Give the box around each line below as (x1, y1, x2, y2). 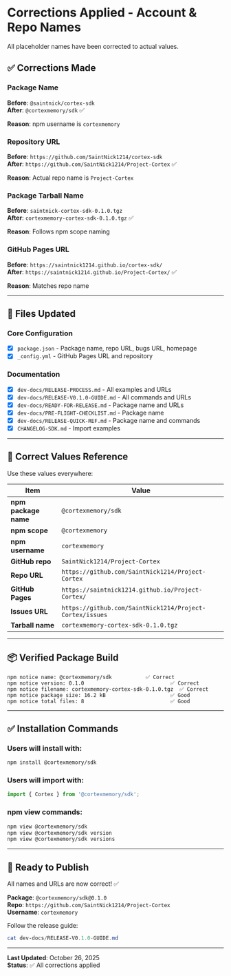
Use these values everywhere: (7, 469, 93, 477)
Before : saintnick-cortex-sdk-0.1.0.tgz (7, 207, 122, 215)
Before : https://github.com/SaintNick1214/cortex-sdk (7, 152, 163, 160)
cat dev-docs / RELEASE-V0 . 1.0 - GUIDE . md (7, 935, 118, 942)
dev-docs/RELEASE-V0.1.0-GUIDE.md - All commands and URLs (16, 393, 191, 401)
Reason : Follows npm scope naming (7, 227, 110, 236)
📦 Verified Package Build (7, 652, 119, 664)
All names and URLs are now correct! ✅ (7, 880, 119, 888)
